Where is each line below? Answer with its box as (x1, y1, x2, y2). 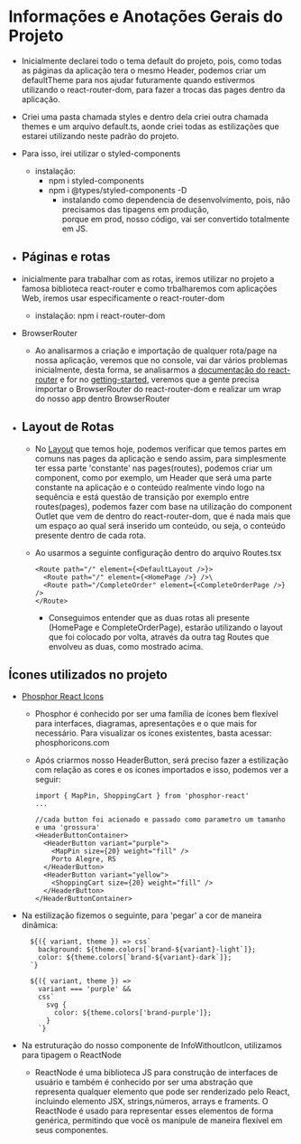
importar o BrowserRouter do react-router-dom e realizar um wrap (34, 383, 281, 394)
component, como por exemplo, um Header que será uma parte (34, 472, 272, 483)
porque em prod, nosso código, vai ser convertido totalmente (61, 213, 290, 224)
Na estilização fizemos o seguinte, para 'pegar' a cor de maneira (21, 910, 262, 921)
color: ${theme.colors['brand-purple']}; (54, 1008, 213, 1017)
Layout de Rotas (21, 419, 114, 435)
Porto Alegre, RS (51, 855, 116, 864)
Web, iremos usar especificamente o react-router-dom (21, 292, 225, 304)
